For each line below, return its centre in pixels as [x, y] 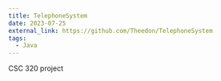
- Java [26, 46]
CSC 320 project [36, 68]
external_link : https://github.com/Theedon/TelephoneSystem [111, 30]
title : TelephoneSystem [48, 16]
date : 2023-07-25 [37, 23]
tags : [17, 38]
